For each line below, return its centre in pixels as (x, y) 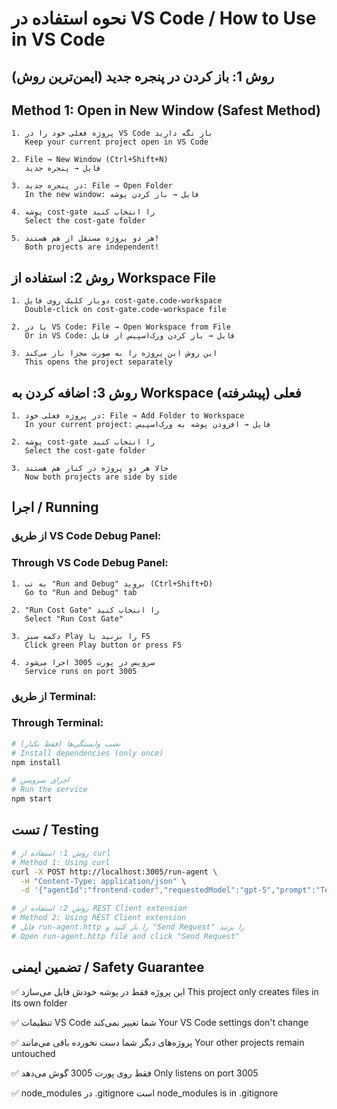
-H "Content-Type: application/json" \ (103, 881)
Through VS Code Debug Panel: (90, 563)
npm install (36, 762)
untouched (33, 1053)
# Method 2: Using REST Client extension (99, 918)
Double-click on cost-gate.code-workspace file (125, 310)
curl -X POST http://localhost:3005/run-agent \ (114, 872)
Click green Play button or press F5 (103, 645)
